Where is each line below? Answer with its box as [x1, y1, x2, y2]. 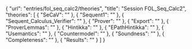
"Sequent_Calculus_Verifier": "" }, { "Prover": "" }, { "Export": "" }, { [5, 18, 169, 24]
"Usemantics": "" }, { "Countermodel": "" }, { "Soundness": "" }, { [5, 30, 165, 37]
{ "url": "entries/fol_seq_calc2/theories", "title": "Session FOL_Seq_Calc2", [5, 5, 187, 12]
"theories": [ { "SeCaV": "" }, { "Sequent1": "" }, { [5, 11, 124, 18]
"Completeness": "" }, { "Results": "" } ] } [5, 37, 105, 43]
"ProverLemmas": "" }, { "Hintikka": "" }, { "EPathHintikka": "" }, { [5, 24, 164, 31]
